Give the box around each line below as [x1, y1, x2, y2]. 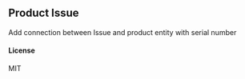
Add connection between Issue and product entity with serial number [8, 27, 237, 37]
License [8, 45, 36, 55]
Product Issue [8, 6, 79, 20]
